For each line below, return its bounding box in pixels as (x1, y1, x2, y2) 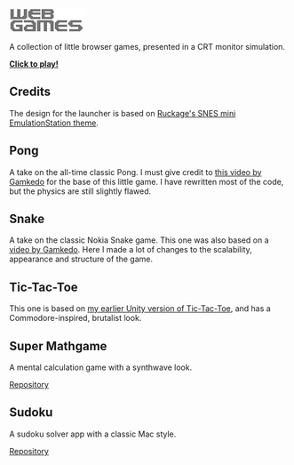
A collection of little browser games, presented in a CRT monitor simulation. (9, 42, 286, 52)
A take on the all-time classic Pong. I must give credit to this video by (9, 166, 262, 177)
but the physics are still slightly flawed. (9, 186, 152, 196)
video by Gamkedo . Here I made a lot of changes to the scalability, (9, 245, 253, 255)
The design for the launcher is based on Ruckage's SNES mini (9, 108, 236, 118)
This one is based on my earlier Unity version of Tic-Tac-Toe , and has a (9, 303, 271, 314)
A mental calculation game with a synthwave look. (9, 362, 193, 373)
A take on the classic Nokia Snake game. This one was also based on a (9, 235, 269, 245)
